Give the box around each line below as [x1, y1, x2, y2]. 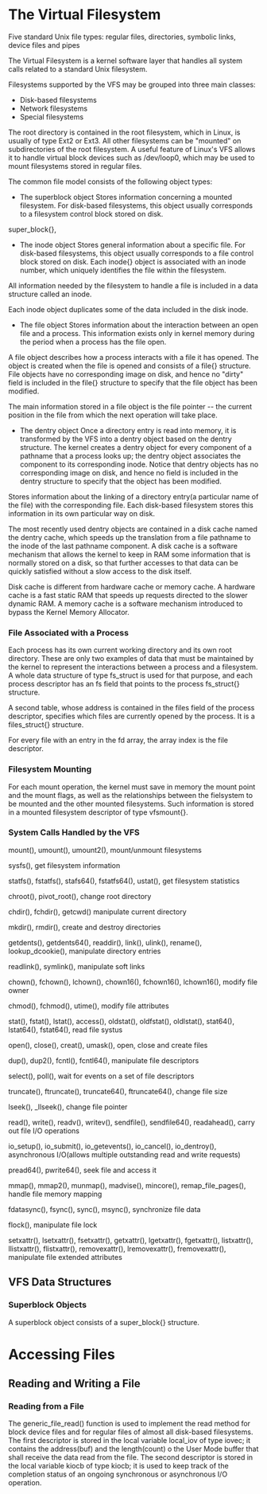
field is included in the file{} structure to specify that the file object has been [8, 377, 258, 387]
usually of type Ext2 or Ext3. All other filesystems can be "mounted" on [8, 135, 242, 145]
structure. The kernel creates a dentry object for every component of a [19, 442, 252, 452]
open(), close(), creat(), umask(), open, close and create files [8, 1040, 208, 1050]
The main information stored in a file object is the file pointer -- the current [8, 401, 253, 411]
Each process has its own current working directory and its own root [8, 645, 232, 655]
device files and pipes [8, 40, 80, 49]
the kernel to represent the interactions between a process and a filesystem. [8, 663, 258, 672]
